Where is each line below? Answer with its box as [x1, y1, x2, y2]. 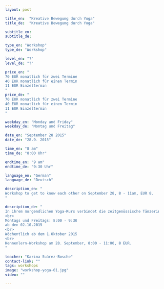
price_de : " [5, 93, 29, 97]
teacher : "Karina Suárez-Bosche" [5, 254, 73, 259]
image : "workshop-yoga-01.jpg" [5, 268, 69, 273]
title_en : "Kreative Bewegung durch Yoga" [5, 16, 95, 21]
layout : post [5, 7, 32, 12]
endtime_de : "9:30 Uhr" [5, 164, 54, 169]
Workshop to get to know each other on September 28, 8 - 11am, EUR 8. [5, 191, 154, 196]
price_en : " [5, 70, 29, 74]
